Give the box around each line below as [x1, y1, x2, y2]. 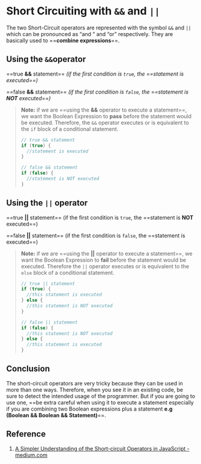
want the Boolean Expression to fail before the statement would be [20, 256, 187, 264]
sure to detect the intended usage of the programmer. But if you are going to [6, 392, 196, 400]
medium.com [14, 451, 48, 459]
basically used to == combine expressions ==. [6, 37, 120, 44]
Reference [6, 429, 46, 439]
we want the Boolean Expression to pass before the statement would [20, 112, 192, 119]
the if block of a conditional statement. [20, 125, 119, 133]
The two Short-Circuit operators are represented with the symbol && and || [6, 24, 191, 31]
